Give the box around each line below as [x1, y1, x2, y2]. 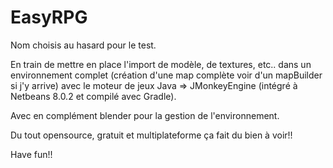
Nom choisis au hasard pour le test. [10, 39, 157, 51]
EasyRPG [10, 6, 88, 29]
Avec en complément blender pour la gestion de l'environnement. [10, 109, 280, 121]
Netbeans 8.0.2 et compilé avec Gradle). [10, 90, 177, 102]
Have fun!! [10, 148, 53, 160]
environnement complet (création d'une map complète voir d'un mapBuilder [10, 69, 323, 81]
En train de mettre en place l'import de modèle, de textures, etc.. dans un [10, 58, 312, 70]
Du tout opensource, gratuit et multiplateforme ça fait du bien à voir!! [10, 129, 293, 141]
